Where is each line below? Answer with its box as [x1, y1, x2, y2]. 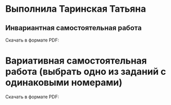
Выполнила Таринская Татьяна [5, 3, 146, 15]
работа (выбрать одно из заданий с [5, 66, 166, 77]
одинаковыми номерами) [5, 77, 123, 89]
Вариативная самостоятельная [5, 55, 147, 67]
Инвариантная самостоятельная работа [5, 24, 142, 32]
